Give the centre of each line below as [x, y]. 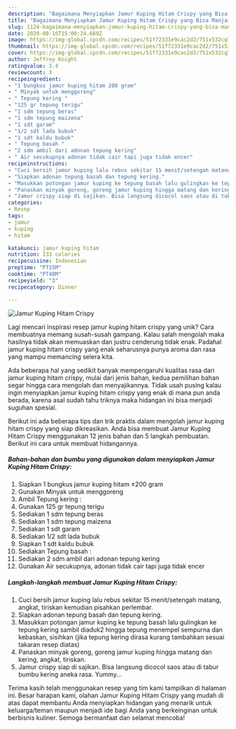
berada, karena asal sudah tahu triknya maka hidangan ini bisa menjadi [110, 400]
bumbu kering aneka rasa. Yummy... [70, 674]
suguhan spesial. [33, 407]
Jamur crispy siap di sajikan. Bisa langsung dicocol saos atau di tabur [118, 667]
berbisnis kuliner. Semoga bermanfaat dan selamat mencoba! [96, 718]
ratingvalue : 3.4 [33, 66]
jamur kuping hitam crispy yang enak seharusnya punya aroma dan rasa [112, 349]
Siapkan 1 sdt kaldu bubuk [56, 544]
